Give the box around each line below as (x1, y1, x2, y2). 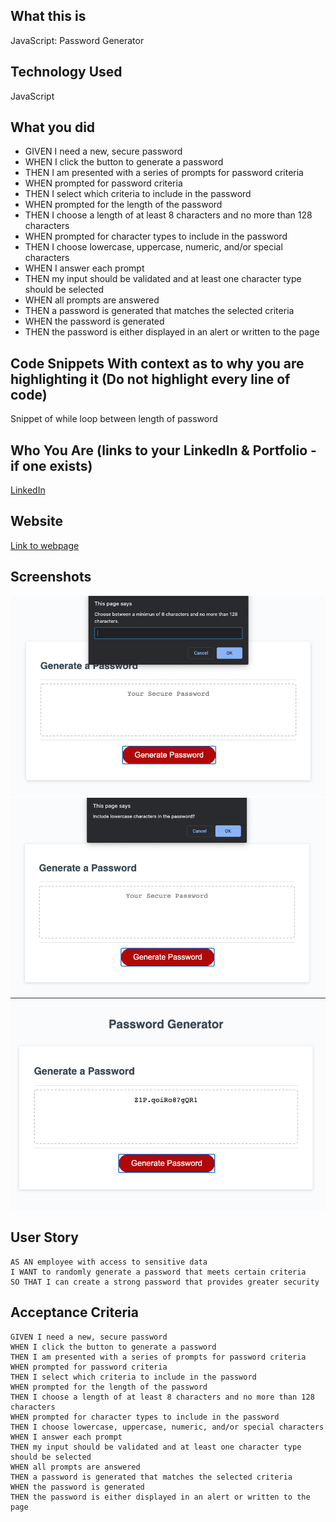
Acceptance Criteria (10, 1304, 139, 1321)
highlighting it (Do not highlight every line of (10, 370, 291, 388)
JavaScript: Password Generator (10, 34, 145, 46)
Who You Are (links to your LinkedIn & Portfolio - (10, 442, 317, 459)
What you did (10, 119, 96, 136)
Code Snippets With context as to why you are (10, 355, 305, 372)
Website (10, 513, 63, 530)
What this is (10, 8, 87, 25)
